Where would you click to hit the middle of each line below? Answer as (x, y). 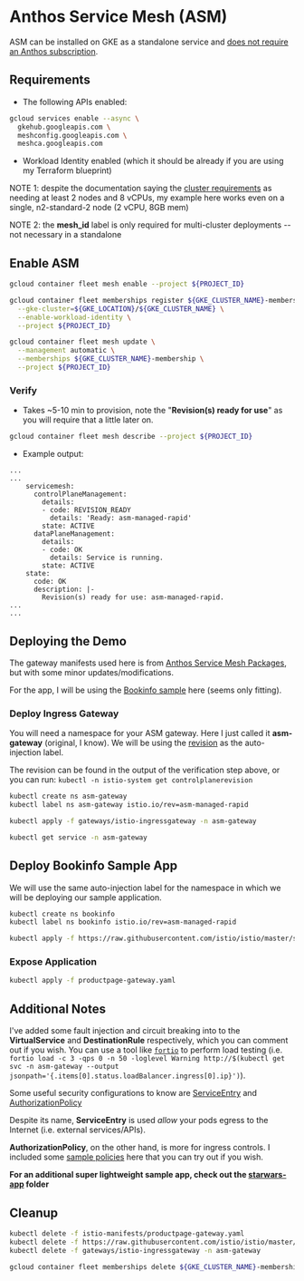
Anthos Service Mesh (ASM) (119, 17)
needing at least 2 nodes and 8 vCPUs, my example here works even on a (147, 198)
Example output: (53, 454)
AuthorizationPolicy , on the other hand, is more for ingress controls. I (140, 1148)
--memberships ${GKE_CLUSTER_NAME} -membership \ (111, 359)
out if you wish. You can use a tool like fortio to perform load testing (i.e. (146, 1050)
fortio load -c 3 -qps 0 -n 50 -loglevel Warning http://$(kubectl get (147, 1059)
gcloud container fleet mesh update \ (82, 342)
